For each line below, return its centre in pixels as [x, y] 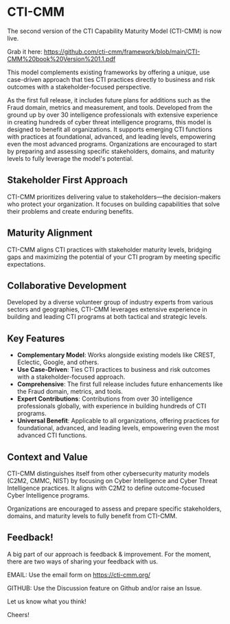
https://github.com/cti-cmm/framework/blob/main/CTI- [122, 52]
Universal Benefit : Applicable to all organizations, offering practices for [118, 421]
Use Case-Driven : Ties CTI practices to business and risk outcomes [114, 370]
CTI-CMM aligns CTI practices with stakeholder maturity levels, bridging [109, 249]
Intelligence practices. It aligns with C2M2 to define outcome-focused [106, 488]
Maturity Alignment [50, 233]
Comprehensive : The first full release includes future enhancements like [120, 384]
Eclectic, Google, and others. [58, 362]
